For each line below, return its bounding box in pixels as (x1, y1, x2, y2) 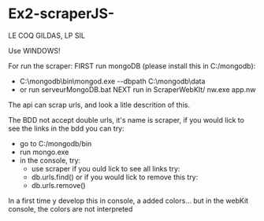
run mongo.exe (19, 147, 69, 157)
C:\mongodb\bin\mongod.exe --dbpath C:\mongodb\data (19, 76, 206, 86)
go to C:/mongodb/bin (19, 138, 92, 148)
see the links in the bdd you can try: (8, 123, 125, 133)
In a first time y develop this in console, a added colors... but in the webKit (8, 196, 249, 205)
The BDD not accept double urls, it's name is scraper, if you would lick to (8, 115, 244, 124)
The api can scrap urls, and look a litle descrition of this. (8, 100, 191, 109)
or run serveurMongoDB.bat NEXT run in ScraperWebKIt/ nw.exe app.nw (19, 84, 256, 94)
